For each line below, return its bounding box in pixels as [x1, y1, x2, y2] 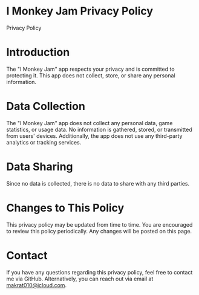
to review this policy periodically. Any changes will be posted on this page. [6, 227, 192, 235]
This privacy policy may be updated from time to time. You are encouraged [6, 221, 193, 228]
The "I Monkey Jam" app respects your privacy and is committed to [6, 65, 175, 73]
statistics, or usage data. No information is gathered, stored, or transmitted [6, 126, 192, 133]
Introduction [6, 45, 70, 59]
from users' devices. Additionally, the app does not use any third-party [6, 132, 183, 140]
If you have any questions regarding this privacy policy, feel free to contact [6, 268, 193, 276]
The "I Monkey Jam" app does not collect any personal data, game [6, 119, 173, 126]
